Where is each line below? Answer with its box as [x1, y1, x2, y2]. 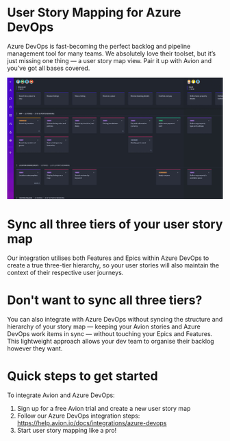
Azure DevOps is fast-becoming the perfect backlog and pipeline [7, 42, 191, 50]
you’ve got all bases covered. [7, 64, 90, 72]
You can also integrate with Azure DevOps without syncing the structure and [7, 315, 223, 323]
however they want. [7, 344, 63, 353]
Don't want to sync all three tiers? [7, 293, 203, 308]
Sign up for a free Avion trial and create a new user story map [16, 404, 191, 412]
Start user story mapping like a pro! [16, 426, 117, 434]
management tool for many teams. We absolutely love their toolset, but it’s [7, 49, 216, 58]
